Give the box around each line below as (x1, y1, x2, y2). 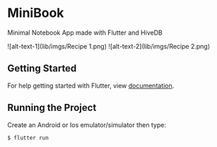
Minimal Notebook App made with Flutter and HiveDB (7, 28, 163, 37)
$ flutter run (7, 134, 49, 141)
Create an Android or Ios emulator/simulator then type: (7, 120, 166, 129)
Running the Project (7, 102, 97, 114)
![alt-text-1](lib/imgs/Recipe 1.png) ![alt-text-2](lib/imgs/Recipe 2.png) (7, 42, 211, 50)
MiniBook (7, 5, 64, 21)
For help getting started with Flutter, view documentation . (7, 81, 175, 90)
